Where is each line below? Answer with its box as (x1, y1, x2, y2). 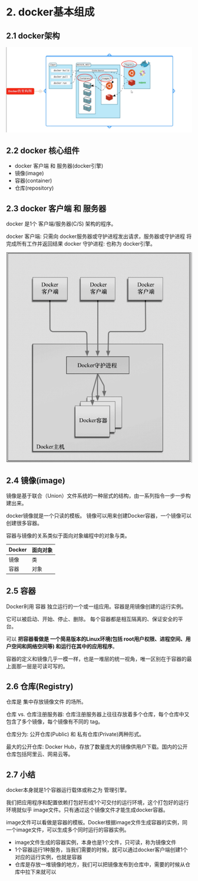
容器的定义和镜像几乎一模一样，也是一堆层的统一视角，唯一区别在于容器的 (6, 655, 187, 662)
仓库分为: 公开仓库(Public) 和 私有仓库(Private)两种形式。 (6, 730, 144, 738)
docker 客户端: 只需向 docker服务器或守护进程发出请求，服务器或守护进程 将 (6, 233, 192, 240)
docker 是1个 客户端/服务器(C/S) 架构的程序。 (6, 220, 117, 227)
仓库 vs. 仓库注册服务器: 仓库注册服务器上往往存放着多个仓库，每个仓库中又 (6, 711, 190, 718)
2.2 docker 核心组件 (6, 145, 80, 155)
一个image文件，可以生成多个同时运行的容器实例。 (6, 826, 130, 833)
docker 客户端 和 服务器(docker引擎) (14, 162, 104, 169)
